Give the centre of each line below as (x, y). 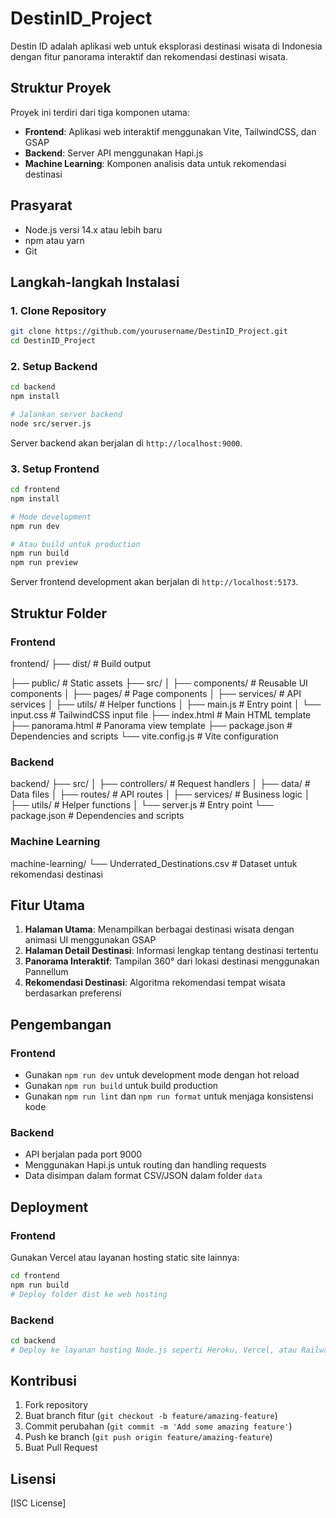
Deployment (49, 1207)
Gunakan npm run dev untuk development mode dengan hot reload (162, 1075)
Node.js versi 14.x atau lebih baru (93, 229)
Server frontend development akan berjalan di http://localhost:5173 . (154, 582)
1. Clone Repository (58, 310)
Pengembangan (61, 1024)
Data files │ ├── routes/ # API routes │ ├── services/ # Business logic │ (160, 794)
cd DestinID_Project (53, 341)
